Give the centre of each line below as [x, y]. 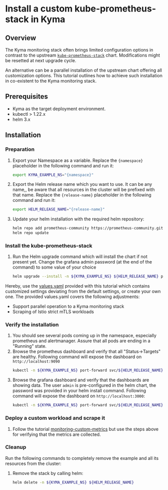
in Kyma [48, 19]
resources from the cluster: [33, 463]
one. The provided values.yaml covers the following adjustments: [72, 297]
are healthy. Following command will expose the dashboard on [77, 357]
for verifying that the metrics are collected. [57, 434]
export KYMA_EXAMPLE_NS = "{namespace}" [53, 175]
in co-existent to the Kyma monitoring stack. [51, 81]
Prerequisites [27, 96]
